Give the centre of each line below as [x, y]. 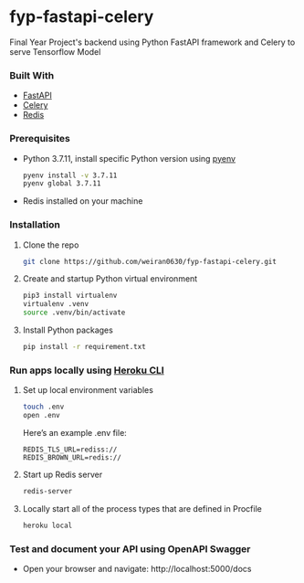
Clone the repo [51, 245]
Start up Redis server [63, 474]
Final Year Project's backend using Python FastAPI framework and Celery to [152, 42]
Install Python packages [68, 330]
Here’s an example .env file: [75, 433]
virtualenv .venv [56, 304]
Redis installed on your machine [83, 201]
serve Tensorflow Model [55, 51]
